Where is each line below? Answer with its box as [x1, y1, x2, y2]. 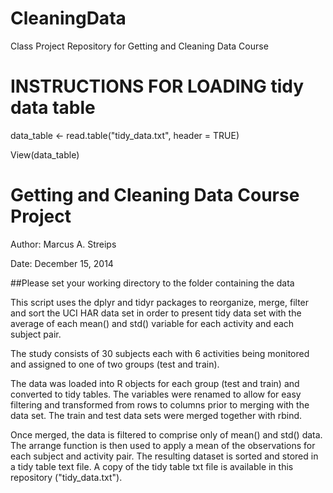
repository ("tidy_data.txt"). [10, 471, 123, 483]
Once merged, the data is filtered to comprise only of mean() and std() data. [10, 428, 323, 441]
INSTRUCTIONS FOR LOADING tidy [10, 75, 305, 98]
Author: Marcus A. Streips [10, 238, 117, 250]
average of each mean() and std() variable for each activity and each [10, 317, 295, 329]
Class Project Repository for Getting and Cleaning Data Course [10, 40, 269, 52]
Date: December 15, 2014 [10, 257, 114, 269]
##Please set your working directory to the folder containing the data [10, 277, 295, 289]
